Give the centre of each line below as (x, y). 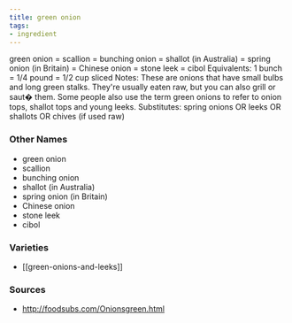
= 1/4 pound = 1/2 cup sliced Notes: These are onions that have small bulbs (146, 78)
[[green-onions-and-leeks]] (73, 266)
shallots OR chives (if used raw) (67, 117)
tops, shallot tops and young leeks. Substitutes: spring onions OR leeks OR (145, 107)
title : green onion (45, 17)
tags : (19, 26)
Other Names (38, 140)
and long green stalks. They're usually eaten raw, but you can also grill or (142, 87)
